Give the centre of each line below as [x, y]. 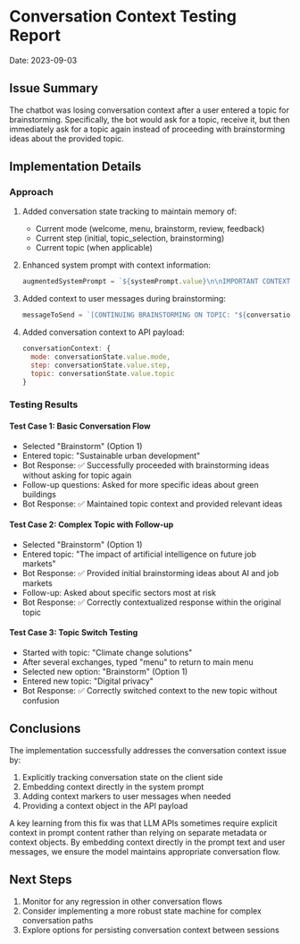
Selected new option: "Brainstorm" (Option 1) [105, 672]
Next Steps [41, 880]
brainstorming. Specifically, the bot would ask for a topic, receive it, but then [150, 119]
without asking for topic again [77, 475]
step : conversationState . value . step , [101, 365]
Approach [31, 192]
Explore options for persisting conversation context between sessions [150, 930]
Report [35, 35]
